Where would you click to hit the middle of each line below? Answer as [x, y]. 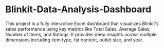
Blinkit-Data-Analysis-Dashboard [78, 9]
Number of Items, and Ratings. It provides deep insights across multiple [81, 34]
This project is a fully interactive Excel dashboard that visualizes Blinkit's [82, 23]
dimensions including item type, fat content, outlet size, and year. [75, 40]
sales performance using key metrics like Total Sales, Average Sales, [78, 29]
